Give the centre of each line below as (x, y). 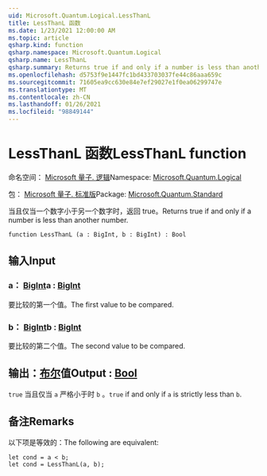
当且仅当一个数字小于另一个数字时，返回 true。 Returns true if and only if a (130, 211)
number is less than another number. (68, 220)
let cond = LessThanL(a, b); (56, 464)
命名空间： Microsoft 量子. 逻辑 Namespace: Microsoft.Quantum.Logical (125, 177)
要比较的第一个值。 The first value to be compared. (91, 304)
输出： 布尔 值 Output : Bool (73, 374)
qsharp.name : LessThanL (48, 60)
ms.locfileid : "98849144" (51, 112)
